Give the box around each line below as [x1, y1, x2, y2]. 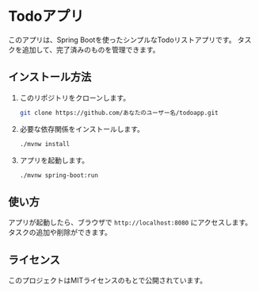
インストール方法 [8, 71, 92, 84]
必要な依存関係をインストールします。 [19, 124, 145, 133]
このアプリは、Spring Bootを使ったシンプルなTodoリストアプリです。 [8, 35, 236, 44]
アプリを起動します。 [19, 156, 90, 165]
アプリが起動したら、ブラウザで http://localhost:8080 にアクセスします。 [8, 217, 253, 227]
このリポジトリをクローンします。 [19, 93, 131, 102]
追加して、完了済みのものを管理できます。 [21, 44, 160, 54]
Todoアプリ [8, 7, 85, 25]
